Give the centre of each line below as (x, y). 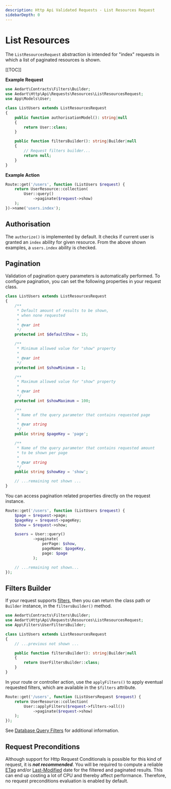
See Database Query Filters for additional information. (62, 730)
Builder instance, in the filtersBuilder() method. (59, 606)
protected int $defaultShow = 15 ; (51, 334)
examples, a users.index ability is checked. (51, 248)
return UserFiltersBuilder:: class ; (62, 663)
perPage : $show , (59, 544)
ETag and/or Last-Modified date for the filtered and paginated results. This (84, 770)
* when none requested (41, 315)
